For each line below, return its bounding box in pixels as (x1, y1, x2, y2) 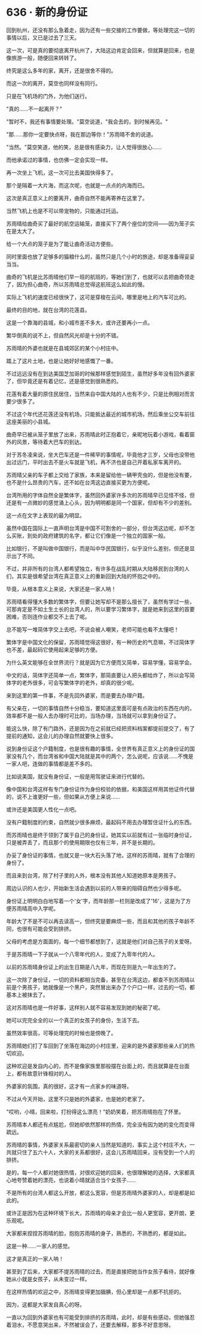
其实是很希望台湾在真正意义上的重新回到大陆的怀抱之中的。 (16, 572, 163, 580)
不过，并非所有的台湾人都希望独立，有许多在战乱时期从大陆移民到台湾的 (6, 565, 184, 572)
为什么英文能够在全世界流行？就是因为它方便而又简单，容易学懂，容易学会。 (6, 658, 195, 666)
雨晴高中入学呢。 (16, 904, 59, 912)
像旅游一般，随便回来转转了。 (6, 54, 80, 61)
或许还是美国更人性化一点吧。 (6, 805, 80, 813)
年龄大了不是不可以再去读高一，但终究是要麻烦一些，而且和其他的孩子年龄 (6, 918, 190, 925)
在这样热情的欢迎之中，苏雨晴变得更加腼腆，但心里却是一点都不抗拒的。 (6, 1288, 184, 1295)
